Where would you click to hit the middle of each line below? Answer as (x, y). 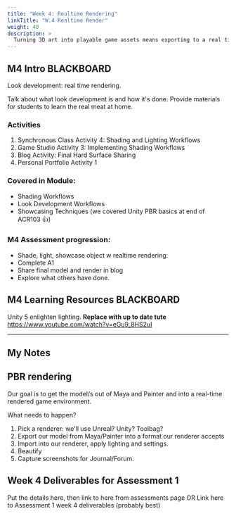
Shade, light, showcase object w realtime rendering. (93, 255)
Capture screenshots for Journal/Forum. (76, 458)
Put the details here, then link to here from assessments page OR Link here (116, 498)
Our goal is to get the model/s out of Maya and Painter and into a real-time (115, 394)
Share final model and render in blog (70, 270)
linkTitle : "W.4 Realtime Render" (58, 20)
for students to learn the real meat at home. (70, 106)
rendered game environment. (50, 401)
